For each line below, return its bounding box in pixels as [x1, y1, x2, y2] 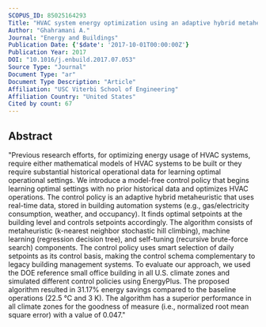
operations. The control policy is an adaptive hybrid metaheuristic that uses [8, 192, 255, 202]
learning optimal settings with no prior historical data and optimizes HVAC [8, 184, 249, 193]
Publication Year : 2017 [8, 48, 87, 56]
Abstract [8, 129, 53, 143]
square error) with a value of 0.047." [8, 310, 126, 319]
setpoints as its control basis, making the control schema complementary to [8, 251, 256, 260]
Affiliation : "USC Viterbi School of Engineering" [8, 85, 179, 93]
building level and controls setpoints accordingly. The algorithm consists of [8, 217, 253, 226]
